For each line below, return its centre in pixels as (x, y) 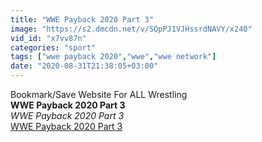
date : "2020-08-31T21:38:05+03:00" (84, 66)
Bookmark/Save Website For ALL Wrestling (99, 94)
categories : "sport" (53, 47)
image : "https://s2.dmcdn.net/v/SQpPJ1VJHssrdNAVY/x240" (131, 29)
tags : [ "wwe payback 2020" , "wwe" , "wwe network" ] (113, 57)
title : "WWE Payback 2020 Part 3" (82, 19)
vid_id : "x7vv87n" (48, 38)
